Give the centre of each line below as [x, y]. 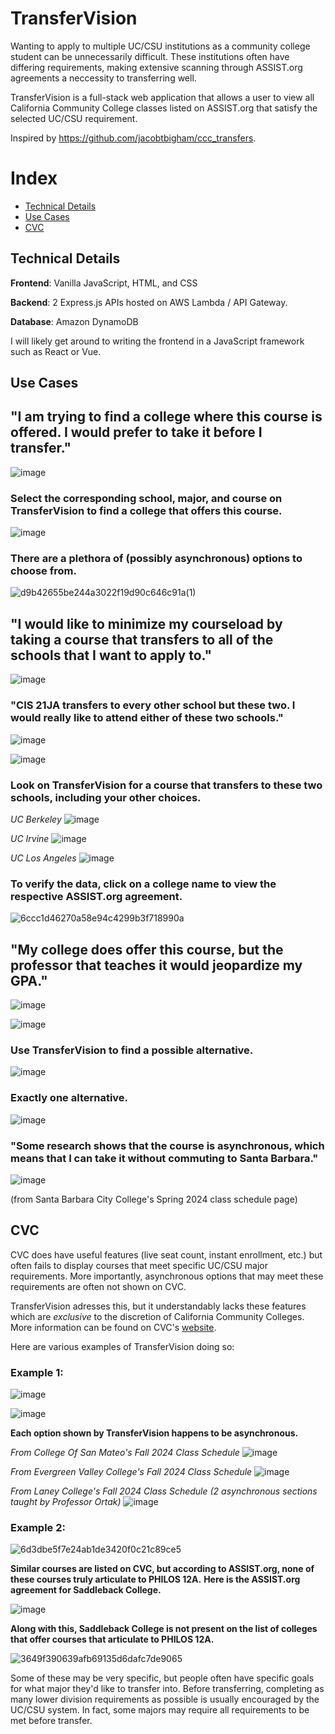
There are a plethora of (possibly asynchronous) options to [156, 559]
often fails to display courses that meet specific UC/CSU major [139, 1265]
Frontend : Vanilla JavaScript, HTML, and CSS [104, 283]
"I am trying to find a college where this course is [166, 417]
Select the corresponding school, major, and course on [146, 498]
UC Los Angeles [43, 858]
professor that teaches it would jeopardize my [156, 965]
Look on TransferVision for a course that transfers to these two [166, 785]
